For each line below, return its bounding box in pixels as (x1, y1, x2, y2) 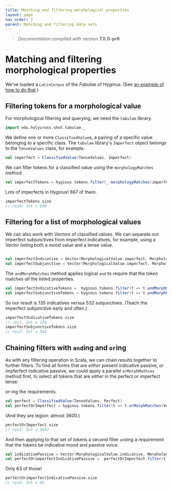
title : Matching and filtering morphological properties (5, 7, 130, 13)
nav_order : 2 (5, 17, 33, 22)
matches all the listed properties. (5, 275, 75, 282)
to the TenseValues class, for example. (5, 145, 85, 151)
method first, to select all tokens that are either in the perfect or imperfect (5, 374, 160, 379)
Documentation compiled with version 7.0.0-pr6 (17, 36, 120, 42)
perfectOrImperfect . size (5, 422, 58, 427)
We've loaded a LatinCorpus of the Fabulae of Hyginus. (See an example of (5, 81, 164, 87)
